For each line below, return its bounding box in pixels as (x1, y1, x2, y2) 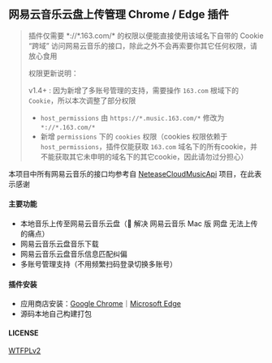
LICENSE (8, 327, 39, 338)
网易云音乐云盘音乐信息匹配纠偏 (19, 250, 127, 259)
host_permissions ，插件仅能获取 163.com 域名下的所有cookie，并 (40, 141, 258, 152)
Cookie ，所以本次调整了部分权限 (28, 96, 136, 105)
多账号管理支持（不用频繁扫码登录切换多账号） (19, 259, 177, 269)
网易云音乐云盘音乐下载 (19, 239, 99, 249)
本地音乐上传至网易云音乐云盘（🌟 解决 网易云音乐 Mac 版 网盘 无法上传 (19, 219, 258, 228)
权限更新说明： (28, 68, 79, 78)
